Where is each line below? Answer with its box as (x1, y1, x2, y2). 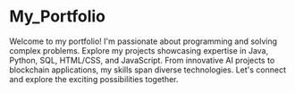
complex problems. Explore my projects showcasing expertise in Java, (9, 45, 269, 55)
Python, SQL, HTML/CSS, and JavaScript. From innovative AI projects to (9, 55, 275, 65)
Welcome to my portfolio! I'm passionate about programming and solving (9, 36, 278, 46)
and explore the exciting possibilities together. (9, 73, 179, 84)
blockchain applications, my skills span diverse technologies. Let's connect (9, 64, 287, 75)
